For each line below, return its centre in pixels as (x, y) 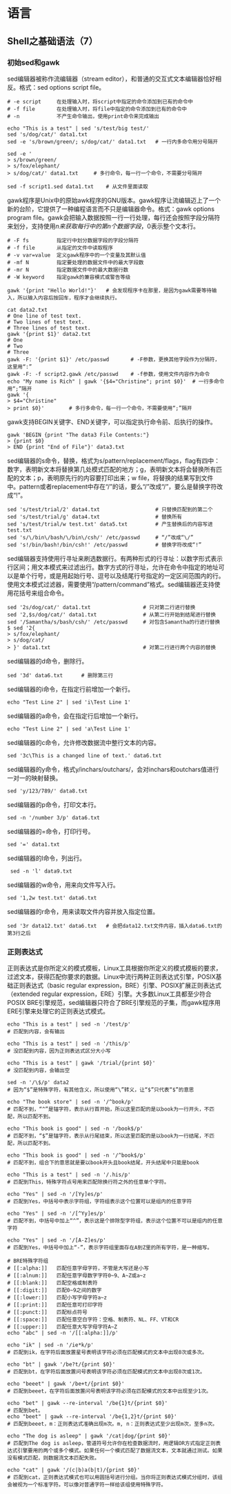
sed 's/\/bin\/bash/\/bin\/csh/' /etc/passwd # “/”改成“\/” (100, 537)
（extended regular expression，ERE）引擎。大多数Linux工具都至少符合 (109, 994)
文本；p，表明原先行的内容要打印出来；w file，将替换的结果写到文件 (116, 478)
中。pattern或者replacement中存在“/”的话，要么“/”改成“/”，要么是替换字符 (112, 486)
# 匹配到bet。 (25, 1411)
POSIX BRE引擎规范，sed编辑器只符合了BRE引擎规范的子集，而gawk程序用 (114, 1003)
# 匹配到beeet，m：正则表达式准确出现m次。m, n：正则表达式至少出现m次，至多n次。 (112, 1424)
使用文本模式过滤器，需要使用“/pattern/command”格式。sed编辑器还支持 (111, 584)
